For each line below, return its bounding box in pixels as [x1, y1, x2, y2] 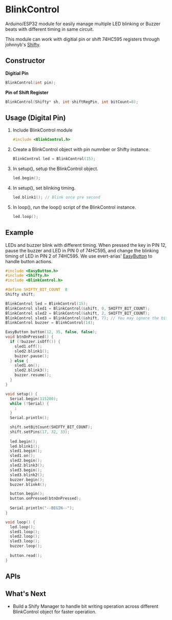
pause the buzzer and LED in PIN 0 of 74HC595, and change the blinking [5, 247, 159, 253]
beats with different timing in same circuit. [5, 26, 94, 32]
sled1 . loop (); [10, 529, 40, 534]
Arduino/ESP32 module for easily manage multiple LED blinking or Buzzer [5, 21, 161, 27]
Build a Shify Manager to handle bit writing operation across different [12, 603, 159, 609]
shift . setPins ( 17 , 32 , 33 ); [10, 429, 70, 434]
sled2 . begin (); [10, 458, 42, 463]
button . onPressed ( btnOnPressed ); [10, 496, 81, 501]
